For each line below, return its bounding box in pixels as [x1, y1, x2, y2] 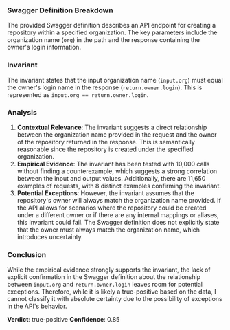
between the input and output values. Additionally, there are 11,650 [16, 174, 206, 182]
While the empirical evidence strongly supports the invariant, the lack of [7, 265, 211, 274]
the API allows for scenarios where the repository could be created [16, 203, 207, 212]
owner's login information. [7, 43, 81, 52]
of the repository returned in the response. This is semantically [16, 137, 196, 146]
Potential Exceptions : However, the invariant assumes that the [16, 188, 194, 197]
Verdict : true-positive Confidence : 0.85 [7, 316, 120, 324]
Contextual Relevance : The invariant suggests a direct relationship [16, 123, 207, 131]
